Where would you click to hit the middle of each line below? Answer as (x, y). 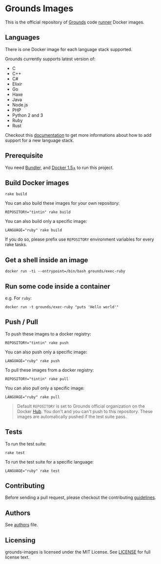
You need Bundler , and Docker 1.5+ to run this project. (59, 168)
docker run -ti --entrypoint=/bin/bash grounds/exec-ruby (65, 271)
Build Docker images (37, 183)
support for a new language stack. (40, 140)
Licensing (20, 540)
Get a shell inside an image (47, 260)
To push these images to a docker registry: (48, 334)
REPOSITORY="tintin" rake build (38, 212)
